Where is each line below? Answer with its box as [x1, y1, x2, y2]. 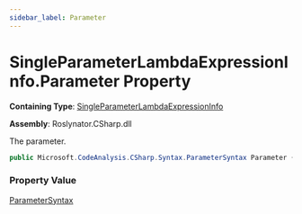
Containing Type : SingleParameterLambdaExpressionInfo [9, 101, 224, 111]
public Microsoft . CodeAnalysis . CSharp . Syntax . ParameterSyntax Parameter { [9, 153, 296, 162]
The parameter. [9, 136, 67, 147]
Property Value [9, 174, 77, 187]
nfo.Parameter [9, 71, 120, 91]
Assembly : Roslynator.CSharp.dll [9, 118, 132, 129]
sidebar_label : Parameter [9, 13, 106, 22]
